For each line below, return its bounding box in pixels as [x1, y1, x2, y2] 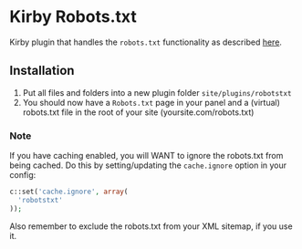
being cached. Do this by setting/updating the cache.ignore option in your [9, 160, 287, 171]
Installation [9, 63, 75, 78]
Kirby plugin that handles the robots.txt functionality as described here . [9, 36, 283, 47]
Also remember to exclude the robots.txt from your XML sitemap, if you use [9, 221, 294, 232]
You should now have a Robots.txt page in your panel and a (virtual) [22, 97, 281, 108]
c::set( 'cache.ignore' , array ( [9, 187, 129, 197]
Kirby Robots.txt [9, 6, 137, 27]
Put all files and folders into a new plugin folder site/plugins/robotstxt [22, 87, 292, 98]
